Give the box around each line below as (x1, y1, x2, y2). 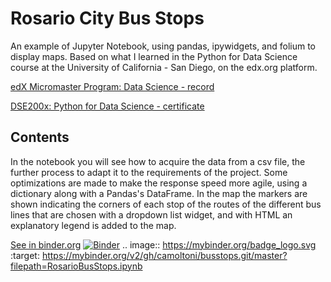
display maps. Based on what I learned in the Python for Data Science (10, 50, 298, 62)
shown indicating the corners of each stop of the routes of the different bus (10, 198, 322, 210)
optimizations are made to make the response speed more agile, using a (10, 177, 308, 189)
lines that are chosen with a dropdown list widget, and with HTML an (10, 208, 293, 221)
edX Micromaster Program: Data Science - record (10, 80, 215, 92)
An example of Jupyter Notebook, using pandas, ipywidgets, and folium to (10, 40, 317, 52)
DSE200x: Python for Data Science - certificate (10, 100, 205, 112)
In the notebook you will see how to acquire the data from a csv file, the (10, 155, 306, 167)
